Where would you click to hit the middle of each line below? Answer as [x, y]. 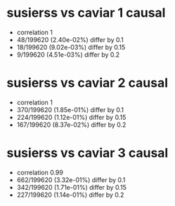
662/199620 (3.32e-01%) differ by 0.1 [71, 179]
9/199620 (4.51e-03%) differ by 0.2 [68, 55]
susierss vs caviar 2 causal [87, 83]
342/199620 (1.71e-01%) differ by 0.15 [72, 187]
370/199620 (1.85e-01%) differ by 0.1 [70, 109]
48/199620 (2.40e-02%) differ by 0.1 [70, 39]
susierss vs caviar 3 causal [87, 153]
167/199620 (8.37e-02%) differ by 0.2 [71, 125]
